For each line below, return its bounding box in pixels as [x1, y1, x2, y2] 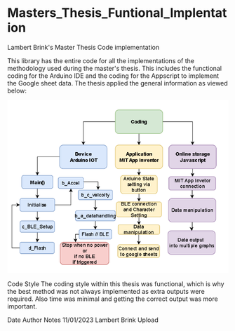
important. [7, 302, 37, 310]
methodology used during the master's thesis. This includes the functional [7, 64, 222, 72]
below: [7, 86, 27, 95]
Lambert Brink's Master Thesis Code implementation [7, 43, 160, 51]
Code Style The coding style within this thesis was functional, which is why [7, 279, 224, 288]
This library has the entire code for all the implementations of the [7, 56, 195, 65]
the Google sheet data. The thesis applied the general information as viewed [7, 79, 228, 87]
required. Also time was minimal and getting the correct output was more [7, 295, 219, 303]
